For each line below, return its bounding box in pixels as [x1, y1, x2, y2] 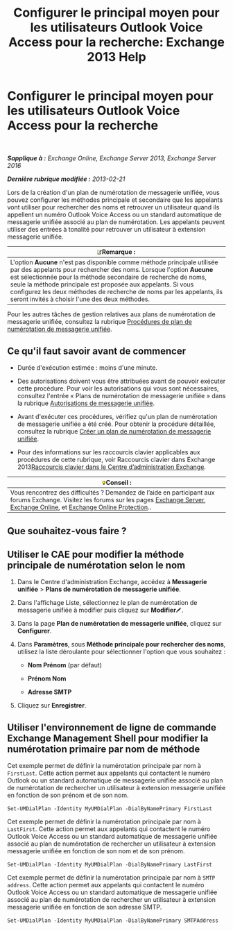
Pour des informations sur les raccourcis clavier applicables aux [17, 448, 201, 456]
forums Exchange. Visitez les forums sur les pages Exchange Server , [10, 495, 207, 504]
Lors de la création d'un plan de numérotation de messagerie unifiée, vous [7, 188, 220, 196]
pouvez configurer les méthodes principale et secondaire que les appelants [7, 196, 223, 204]
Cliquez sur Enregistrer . [17, 701, 87, 710]
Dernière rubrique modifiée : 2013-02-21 [7, 175, 126, 183]
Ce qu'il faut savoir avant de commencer [7, 345, 187, 357]
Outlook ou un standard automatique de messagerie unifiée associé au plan [7, 776, 223, 785]
